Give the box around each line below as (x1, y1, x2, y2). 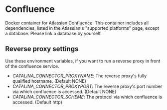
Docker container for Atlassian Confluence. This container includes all (5, 20, 149, 26)
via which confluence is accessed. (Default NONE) (12, 88, 117, 95)
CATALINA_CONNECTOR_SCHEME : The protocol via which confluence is (12, 94, 163, 100)
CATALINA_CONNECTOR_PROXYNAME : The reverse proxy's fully (12, 73, 147, 79)
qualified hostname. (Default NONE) (12, 78, 86, 84)
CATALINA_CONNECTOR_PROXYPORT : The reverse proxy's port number (12, 83, 163, 89)
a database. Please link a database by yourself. (5, 30, 102, 36)
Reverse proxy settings (5, 45, 79, 53)
